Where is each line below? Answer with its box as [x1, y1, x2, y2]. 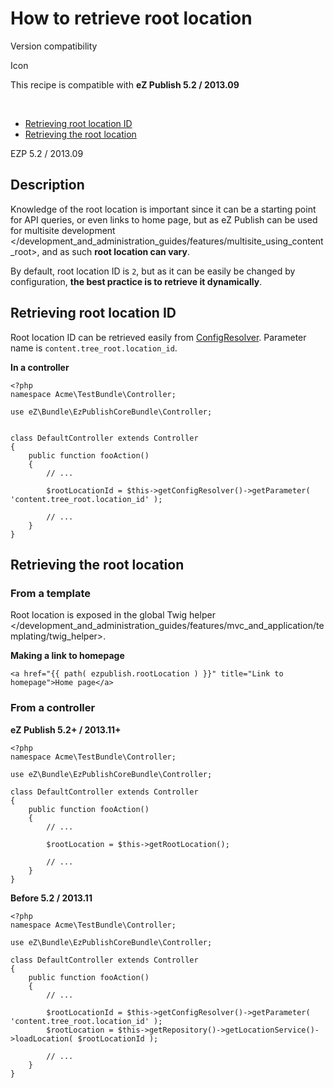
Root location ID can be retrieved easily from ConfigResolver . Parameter [10, 331, 307, 343]
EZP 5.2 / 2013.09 [10, 147, 84, 159]
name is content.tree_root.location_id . [10, 342, 178, 354]
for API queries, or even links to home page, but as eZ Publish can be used [10, 213, 318, 226]
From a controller [10, 701, 96, 715]
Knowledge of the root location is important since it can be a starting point [10, 203, 317, 215]
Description [10, 177, 85, 194]
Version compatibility [10, 40, 98, 52]
